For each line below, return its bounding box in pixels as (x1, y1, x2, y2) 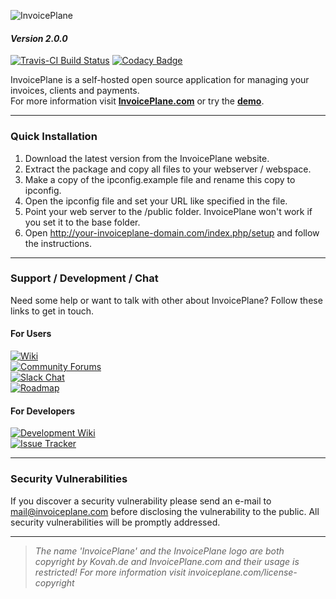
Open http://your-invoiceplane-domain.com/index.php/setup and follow (24, 226, 320, 239)
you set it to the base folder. (24, 216, 141, 228)
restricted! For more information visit (34, 566, 187, 578)
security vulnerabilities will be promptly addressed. (10, 516, 221, 528)
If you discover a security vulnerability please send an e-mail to (10, 495, 272, 507)
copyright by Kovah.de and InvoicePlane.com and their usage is (34, 555, 300, 567)
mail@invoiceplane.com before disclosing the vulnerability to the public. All (10, 505, 320, 517)
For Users (10, 328, 52, 340)
